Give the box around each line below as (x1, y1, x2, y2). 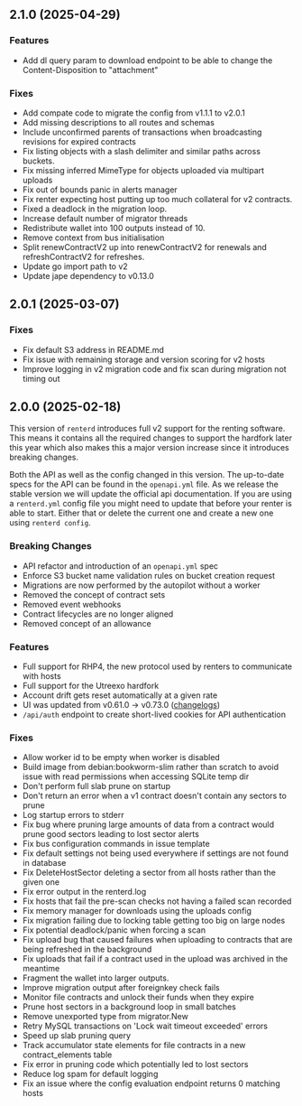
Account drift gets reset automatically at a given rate (22, 690, 218, 701)
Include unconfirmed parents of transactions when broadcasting (22, 126, 262, 137)
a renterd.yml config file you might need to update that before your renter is (9, 498, 293, 509)
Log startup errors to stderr (22, 810, 124, 821)
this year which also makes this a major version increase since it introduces (9, 442, 290, 453)
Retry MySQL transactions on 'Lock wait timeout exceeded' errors (22, 1020, 269, 1032)
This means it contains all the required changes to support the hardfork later (9, 432, 293, 443)
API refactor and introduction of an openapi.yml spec (22, 560, 219, 572)
